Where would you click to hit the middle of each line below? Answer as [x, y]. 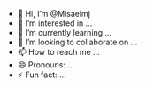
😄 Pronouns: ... [46, 65]
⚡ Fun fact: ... [42, 75]
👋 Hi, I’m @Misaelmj [54, 14]
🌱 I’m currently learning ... [65, 32]
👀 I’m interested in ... [55, 23]
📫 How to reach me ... [58, 52]
